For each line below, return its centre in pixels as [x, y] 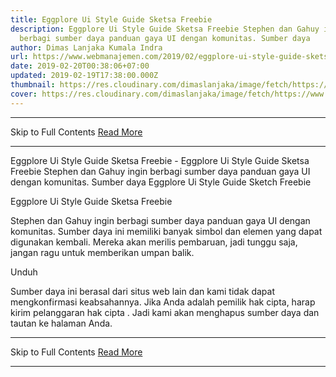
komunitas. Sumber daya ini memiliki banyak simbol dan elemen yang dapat [166, 231]
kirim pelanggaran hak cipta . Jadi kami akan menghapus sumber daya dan [165, 312]
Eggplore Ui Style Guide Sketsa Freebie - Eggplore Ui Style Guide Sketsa [160, 160]
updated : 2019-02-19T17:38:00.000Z [84, 76]
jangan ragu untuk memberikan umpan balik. [102, 252]
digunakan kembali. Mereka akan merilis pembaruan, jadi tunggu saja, [154, 242]
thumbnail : [33, 85]
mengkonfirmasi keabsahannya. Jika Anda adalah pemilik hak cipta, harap [163, 302]
